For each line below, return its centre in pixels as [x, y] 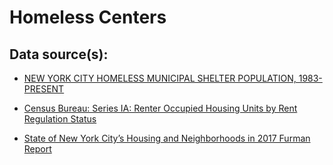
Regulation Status [60, 119]
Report [37, 149]
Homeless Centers [88, 17]
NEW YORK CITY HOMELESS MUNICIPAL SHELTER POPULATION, [160, 78]
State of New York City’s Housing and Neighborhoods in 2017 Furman [167, 138]
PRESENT [44, 89]
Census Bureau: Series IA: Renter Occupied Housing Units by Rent [160, 108]
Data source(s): [59, 54]
